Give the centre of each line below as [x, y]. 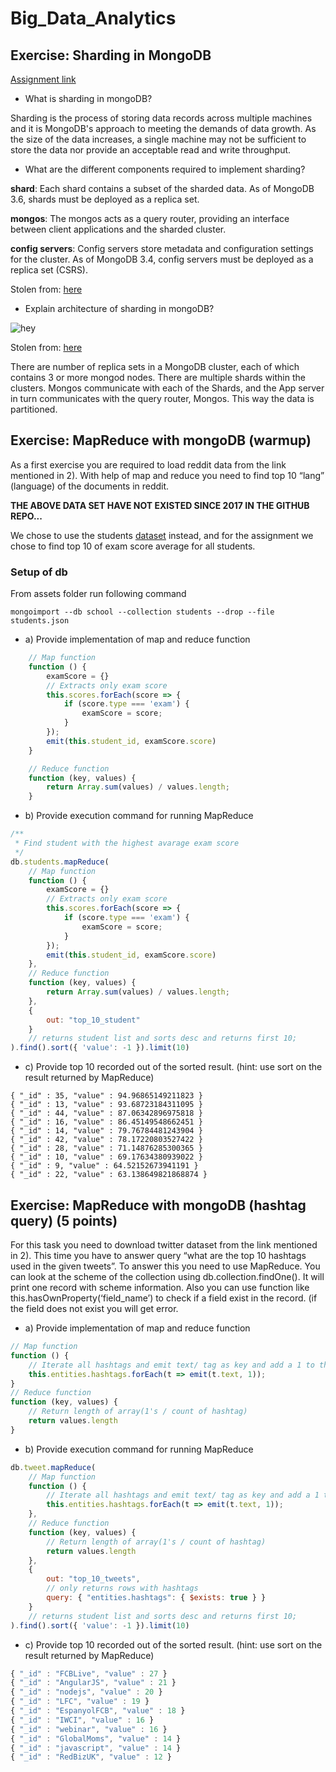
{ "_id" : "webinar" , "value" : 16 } [89, 1729]
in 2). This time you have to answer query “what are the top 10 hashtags [158, 1256]
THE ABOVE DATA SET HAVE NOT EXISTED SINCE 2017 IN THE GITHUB [160, 505]
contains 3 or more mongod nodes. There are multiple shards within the [158, 377]
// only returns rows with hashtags [122, 1588]
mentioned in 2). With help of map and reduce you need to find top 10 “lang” [167, 475]
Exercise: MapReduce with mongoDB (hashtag [158, 1205]
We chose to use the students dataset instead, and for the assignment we [162, 535]
